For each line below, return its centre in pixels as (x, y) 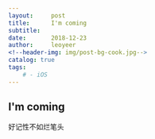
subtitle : (25, 30)
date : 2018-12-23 (48, 38)
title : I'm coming (48, 23)
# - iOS (35, 75)
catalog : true (32, 60)
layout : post (37, 15)
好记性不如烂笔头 (36, 127)
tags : (17, 68)
